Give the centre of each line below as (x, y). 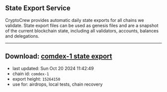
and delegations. (22, 36)
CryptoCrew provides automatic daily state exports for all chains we (75, 20)
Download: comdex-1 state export (59, 56)
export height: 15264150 (36, 79)
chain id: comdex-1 (31, 74)
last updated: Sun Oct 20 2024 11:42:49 (53, 68)
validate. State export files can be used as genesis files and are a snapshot (82, 25)
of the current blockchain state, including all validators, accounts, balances (82, 31)
